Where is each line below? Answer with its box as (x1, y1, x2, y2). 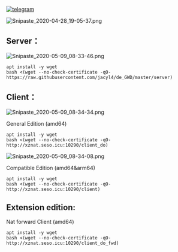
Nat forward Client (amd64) (6, 218, 74, 226)
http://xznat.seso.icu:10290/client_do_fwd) (6, 240, 119, 247)
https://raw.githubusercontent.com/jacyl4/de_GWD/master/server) (6, 74, 173, 80)
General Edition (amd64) (6, 120, 67, 127)
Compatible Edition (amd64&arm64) (6, 164, 96, 171)
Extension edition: (6, 202, 76, 212)
